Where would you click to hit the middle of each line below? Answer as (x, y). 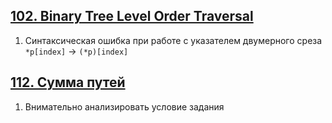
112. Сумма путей (68, 82)
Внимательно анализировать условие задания (124, 106)
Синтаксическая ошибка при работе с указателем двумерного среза (173, 40)
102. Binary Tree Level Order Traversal (132, 16)
